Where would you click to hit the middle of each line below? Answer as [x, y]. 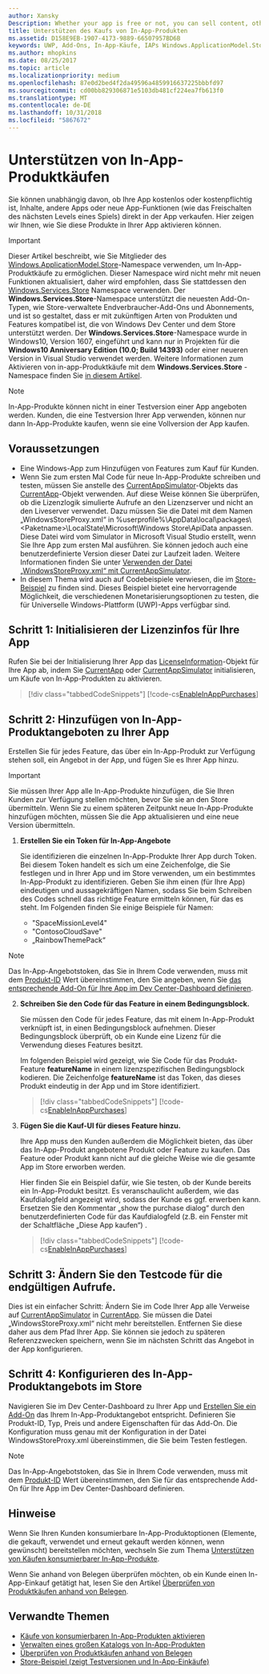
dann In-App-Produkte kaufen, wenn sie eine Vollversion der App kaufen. [129, 423]
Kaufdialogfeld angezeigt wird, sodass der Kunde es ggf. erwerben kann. [140, 1199]
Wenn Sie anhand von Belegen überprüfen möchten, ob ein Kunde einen [127, 1574]
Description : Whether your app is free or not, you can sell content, [128, 23]
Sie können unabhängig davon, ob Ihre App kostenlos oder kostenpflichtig [130, 199]
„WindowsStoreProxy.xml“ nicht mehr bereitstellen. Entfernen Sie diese [125, 1324]
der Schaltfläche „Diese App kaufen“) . [83, 1225]
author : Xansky [34, 16]
